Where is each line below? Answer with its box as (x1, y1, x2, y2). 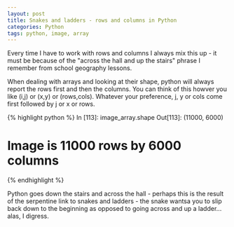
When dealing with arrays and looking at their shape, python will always (7, 78, 214, 86)
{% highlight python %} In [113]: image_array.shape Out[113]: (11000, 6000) (7, 113, 224, 122)
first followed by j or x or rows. (7, 99, 95, 109)
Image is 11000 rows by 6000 (7, 138, 182, 154)
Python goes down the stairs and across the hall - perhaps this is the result (7, 190, 224, 198)
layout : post (7, 10, 46, 18)
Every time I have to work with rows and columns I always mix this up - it (7, 49, 217, 57)
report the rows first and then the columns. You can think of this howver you (7, 85, 228, 93)
